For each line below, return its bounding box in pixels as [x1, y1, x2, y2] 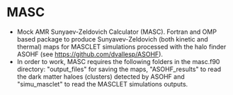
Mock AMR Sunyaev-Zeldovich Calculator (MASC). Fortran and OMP [16, 27, 217, 36]
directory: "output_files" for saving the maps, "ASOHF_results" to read [16, 65, 222, 73]
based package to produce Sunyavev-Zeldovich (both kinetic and [16, 34, 208, 43]
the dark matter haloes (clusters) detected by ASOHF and [16, 72, 185, 81]
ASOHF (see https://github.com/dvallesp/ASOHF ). [16, 50, 164, 58]
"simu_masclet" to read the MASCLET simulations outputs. [16, 80, 188, 88]
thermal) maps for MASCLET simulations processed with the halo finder [16, 42, 227, 51]
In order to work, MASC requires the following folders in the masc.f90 [16, 57, 220, 65]
